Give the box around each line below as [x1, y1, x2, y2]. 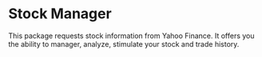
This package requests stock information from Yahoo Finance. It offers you [8, 31, 255, 40]
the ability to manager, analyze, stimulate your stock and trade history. [8, 39, 240, 48]
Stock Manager [8, 5, 112, 23]
